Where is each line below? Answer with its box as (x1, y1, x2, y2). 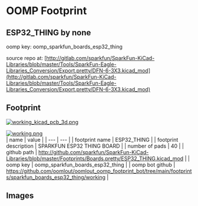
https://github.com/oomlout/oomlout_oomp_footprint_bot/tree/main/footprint (6, 167, 192, 174)
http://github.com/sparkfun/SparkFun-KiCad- (38, 148, 149, 155)
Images (6, 191, 34, 201)
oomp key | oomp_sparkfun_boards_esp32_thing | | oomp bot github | (6, 161, 176, 168)
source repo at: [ (6, 55, 47, 61)
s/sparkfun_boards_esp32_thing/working (6, 174, 106, 181)
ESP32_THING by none (6, 28, 91, 38)
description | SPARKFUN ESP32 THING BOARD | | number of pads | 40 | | (6, 142, 184, 149)
